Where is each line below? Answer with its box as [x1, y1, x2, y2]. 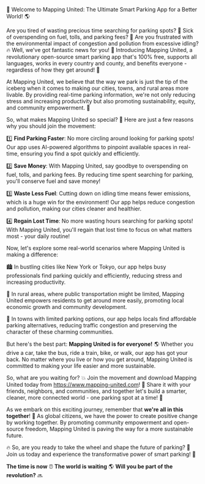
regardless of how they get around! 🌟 [6, 66, 100, 73]
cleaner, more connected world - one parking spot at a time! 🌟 [6, 394, 163, 401]
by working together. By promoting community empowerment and [6, 419, 173, 426]
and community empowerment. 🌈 [6, 104, 91, 111]
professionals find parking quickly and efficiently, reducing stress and [6, 272, 182, 279]
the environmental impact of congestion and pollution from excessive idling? [6, 40, 199, 47]
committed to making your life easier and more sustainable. [6, 362, 156, 370]
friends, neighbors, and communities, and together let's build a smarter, [6, 387, 187, 395]
